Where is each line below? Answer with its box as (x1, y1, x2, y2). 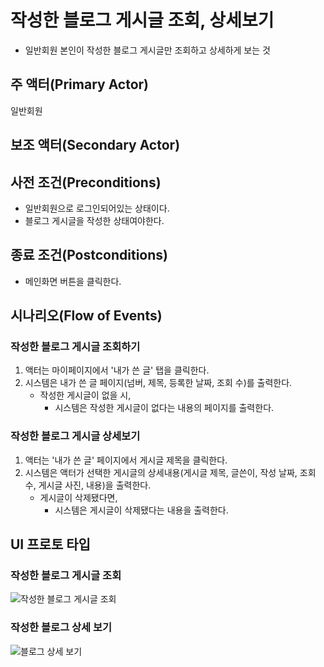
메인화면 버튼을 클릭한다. (24, 275, 122, 287)
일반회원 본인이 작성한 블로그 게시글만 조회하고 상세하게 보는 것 (24, 44, 271, 56)
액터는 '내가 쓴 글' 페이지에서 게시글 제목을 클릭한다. (24, 454, 228, 466)
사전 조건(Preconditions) (10, 174, 162, 191)
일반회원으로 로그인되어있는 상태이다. (24, 202, 170, 214)
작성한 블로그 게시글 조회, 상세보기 (10, 9, 275, 32)
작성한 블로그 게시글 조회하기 (10, 340, 141, 354)
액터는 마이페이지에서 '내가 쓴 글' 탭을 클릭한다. (24, 364, 210, 376)
